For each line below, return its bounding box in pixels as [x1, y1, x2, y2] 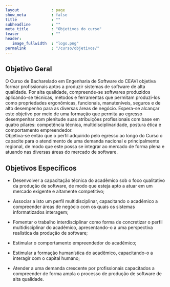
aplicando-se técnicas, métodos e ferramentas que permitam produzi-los [5, 94, 160, 100]
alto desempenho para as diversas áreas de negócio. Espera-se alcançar [5, 106, 160, 112]
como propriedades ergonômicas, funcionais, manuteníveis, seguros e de [5, 100, 161, 106]
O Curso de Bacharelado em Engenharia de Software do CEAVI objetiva [5, 78, 156, 85]
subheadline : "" [5, 22, 60, 27]
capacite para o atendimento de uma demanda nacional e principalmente [5, 138, 160, 144]
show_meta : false [5, 12, 68, 17]
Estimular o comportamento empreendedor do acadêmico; [12, 240, 137, 246]
